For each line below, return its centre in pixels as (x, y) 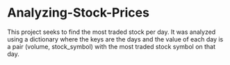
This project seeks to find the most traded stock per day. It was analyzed (112, 32)
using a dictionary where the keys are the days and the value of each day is (115, 39)
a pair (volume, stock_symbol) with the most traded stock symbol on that (112, 46)
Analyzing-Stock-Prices (78, 13)
